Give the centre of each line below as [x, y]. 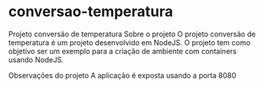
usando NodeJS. [36, 60]
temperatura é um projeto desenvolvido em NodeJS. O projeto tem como [130, 42]
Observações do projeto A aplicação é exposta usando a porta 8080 [122, 75]
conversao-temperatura [91, 12]
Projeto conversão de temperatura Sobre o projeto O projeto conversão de [132, 34]
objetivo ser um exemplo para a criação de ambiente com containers [122, 51]
